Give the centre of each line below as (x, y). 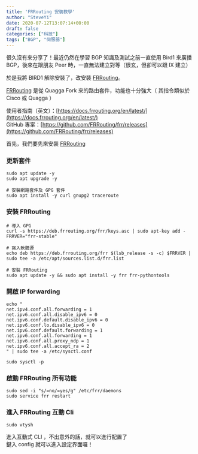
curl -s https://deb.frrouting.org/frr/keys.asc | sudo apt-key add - (96, 231)
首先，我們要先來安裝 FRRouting (46, 144)
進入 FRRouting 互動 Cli (40, 413)
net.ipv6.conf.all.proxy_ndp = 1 (48, 341)
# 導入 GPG (19, 226)
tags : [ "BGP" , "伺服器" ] (36, 40)
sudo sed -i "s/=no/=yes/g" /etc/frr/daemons (64, 391)
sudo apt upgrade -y (32, 179)
